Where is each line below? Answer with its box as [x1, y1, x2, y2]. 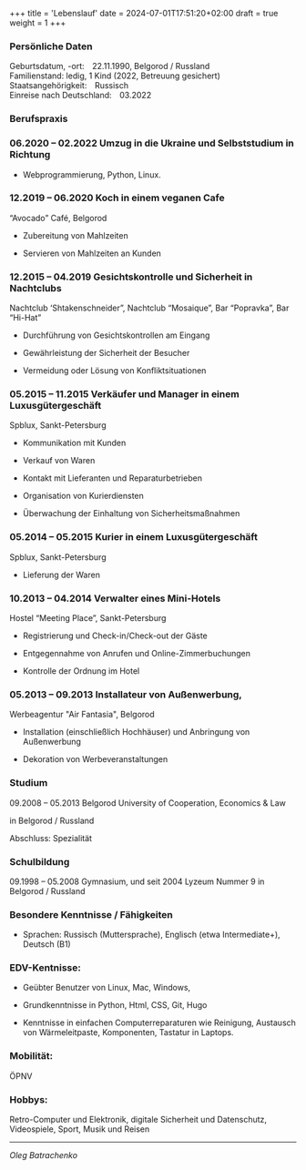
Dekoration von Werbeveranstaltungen [22, 754, 168, 765]
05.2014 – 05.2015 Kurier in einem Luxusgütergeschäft [9, 531, 258, 544]
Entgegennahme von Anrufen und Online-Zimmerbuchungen [22, 648, 251, 658]
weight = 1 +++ [9, 17, 66, 28]
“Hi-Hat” [9, 312, 42, 323]
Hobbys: [9, 1093, 48, 1105]
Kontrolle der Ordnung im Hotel [22, 666, 140, 677]
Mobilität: [9, 1050, 53, 1063]
